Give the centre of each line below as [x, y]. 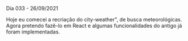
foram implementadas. [33, 32]
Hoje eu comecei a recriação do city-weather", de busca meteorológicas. [94, 19]
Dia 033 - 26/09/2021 [32, 8]
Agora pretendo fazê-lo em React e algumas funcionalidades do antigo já [94, 26]
